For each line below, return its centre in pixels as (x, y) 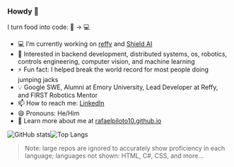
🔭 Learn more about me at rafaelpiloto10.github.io (89, 121)
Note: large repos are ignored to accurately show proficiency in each (125, 149)
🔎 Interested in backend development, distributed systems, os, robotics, (122, 54)
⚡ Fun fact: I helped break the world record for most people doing (113, 69)
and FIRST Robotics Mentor (58, 96)
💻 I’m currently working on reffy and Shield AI (85, 44)
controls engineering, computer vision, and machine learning (106, 62)
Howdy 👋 (23, 11)
